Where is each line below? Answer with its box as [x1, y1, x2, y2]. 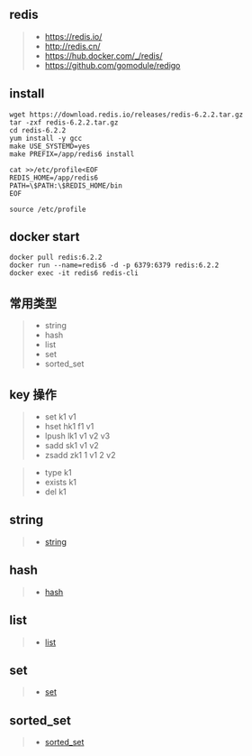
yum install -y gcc [9, 134, 83, 143]
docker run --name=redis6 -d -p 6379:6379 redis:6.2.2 [9, 261, 220, 270]
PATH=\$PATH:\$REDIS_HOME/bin [9, 180, 123, 190]
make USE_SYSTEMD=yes [9, 142, 91, 151]
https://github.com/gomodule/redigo [44, 60, 181, 70]
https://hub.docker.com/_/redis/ [44, 50, 163, 61]
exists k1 [44, 477, 77, 488]
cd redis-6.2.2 [9, 125, 67, 134]
